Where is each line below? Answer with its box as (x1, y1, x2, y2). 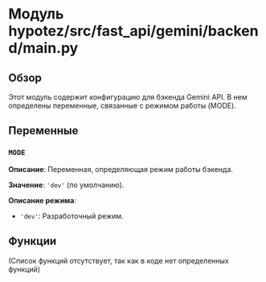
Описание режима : (8, 195, 76, 205)
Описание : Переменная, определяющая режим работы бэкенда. (8, 164, 233, 174)
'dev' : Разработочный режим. (19, 210, 124, 221)
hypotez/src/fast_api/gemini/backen (8, 22, 259, 40)
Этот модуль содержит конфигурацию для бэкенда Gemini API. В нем (8, 92, 248, 101)
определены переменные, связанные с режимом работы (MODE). (8, 101, 237, 110)
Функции (8, 235, 57, 248)
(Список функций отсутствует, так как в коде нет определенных (8, 255, 229, 265)
